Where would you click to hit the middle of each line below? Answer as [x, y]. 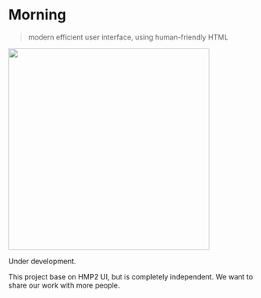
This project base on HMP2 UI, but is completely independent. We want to [131, 276]
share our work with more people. [64, 285]
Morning [37, 15]
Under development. [42, 261]
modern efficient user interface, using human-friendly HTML [128, 37]
